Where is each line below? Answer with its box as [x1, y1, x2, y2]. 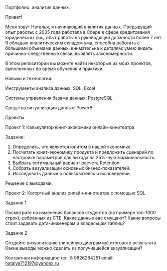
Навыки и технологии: [5, 76, 53, 81]
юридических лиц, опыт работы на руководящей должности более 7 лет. [5, 35, 162, 40]
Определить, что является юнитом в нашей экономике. [12, 144, 132, 150]
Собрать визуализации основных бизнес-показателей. [12, 165, 131, 171]
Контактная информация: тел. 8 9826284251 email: [5, 255, 114, 261]
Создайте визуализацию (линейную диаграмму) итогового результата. [5, 240, 158, 246]
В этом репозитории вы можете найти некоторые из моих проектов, [5, 60, 152, 66]
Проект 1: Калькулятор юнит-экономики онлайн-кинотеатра [5, 124, 134, 130]
